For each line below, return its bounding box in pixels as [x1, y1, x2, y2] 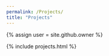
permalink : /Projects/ [6, 8, 64, 15]
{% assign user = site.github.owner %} [6, 31, 103, 38]
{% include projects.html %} [6, 43, 77, 50]
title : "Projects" [6, 14, 53, 20]
